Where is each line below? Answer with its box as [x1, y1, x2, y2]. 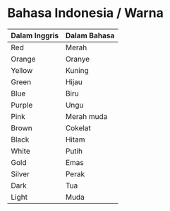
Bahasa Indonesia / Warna [7, 5, 164, 21]
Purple [11, 100, 33, 110]
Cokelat [65, 122, 92, 132]
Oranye [65, 54, 90, 64]
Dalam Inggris [11, 30, 59, 40]
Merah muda [65, 111, 108, 121]
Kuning [65, 65, 90, 75]
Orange [11, 54, 36, 64]
